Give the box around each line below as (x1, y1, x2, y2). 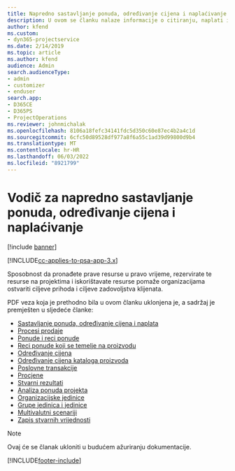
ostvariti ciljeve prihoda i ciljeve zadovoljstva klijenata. (7, 284, 163, 293)
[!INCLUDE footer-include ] (7, 456, 82, 465)
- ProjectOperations (7, 114, 68, 121)
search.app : (7, 95, 42, 102)
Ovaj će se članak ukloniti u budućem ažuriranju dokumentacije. (7, 442, 192, 451)
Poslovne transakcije (17, 363, 78, 372)
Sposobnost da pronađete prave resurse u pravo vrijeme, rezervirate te (7, 270, 212, 278)
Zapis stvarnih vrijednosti (17, 415, 91, 423)
